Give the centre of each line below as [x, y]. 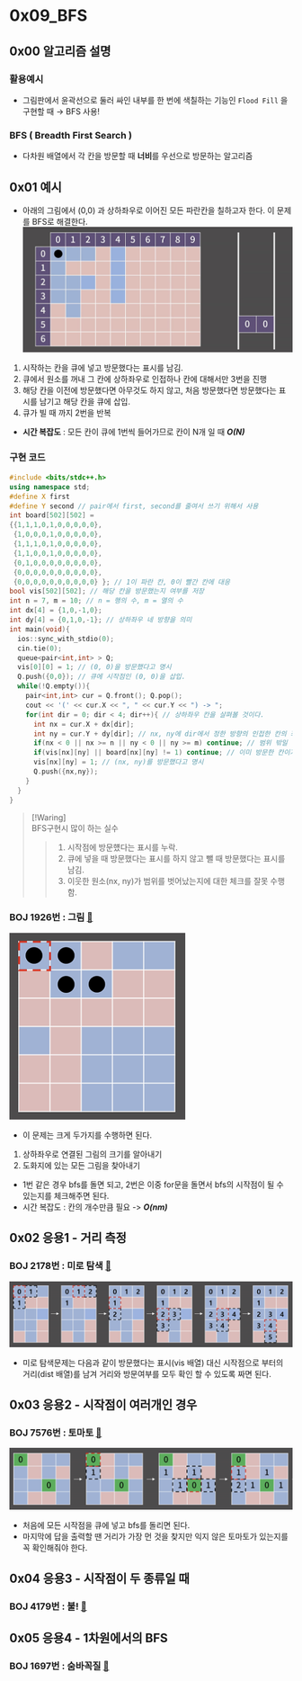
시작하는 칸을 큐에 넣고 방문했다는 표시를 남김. [103, 367]
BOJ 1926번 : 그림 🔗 [51, 917]
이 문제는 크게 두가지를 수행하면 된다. [87, 1135]
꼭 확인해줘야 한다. [55, 1547]
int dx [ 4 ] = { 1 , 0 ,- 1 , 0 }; [56, 611]
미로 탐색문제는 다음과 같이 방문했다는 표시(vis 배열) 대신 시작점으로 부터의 [153, 1363]
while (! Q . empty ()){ [54, 686]
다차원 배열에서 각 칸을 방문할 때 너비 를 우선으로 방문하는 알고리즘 [138, 156]
